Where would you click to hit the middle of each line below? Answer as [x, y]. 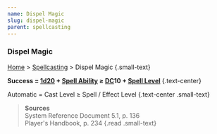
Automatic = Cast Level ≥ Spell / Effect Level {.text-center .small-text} [108, 94]
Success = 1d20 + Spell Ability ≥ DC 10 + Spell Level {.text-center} [105, 80]
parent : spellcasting [39, 27]
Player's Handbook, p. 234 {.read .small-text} [91, 123]
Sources [37, 108]
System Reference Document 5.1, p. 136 [82, 115]
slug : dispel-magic [36, 20]
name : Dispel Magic [36, 14]
